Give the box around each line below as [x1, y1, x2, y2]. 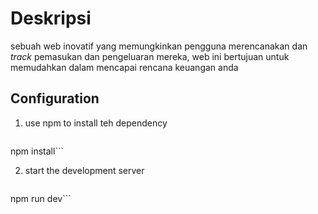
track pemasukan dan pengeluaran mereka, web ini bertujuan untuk [10, 50, 290, 62]
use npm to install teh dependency [24, 117, 168, 129]
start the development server [24, 164, 145, 176]
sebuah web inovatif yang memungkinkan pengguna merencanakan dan [10, 40, 308, 52]
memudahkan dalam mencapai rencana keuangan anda [10, 61, 239, 73]
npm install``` [10, 145, 64, 157]
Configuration [10, 90, 100, 107]
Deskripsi [10, 7, 92, 30]
